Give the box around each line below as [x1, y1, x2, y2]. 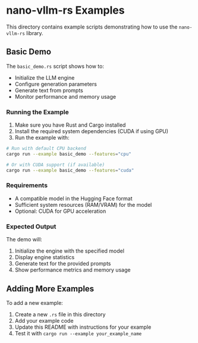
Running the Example [6, 108, 70, 116]
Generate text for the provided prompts [14, 260, 111, 268]
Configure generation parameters [14, 80, 97, 87]
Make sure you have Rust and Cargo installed [14, 121, 126, 128]
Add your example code [14, 317, 74, 324]
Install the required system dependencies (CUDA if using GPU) [14, 128, 168, 135]
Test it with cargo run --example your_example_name [14, 329, 142, 336]
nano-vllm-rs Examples [6, 4, 125, 17]
